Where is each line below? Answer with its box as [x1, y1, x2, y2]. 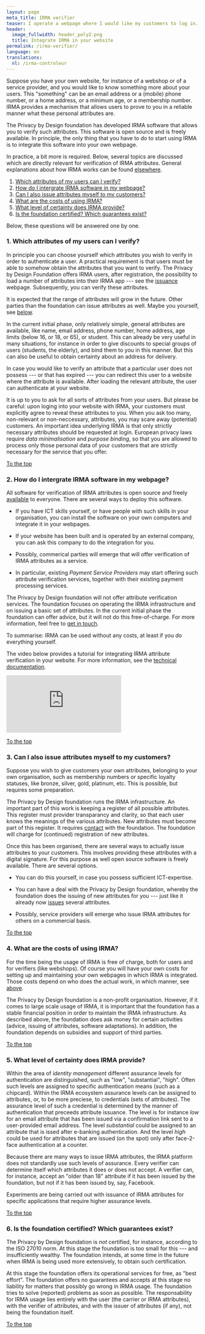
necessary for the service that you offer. [6, 448, 108, 455]
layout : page [6, 9, 40, 15]
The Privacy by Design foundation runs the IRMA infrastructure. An [6, 798, 175, 805]
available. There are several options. [6, 862, 98, 870]
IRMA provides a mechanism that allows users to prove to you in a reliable [6, 103, 193, 110]
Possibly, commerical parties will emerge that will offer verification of [15, 551, 190, 558]
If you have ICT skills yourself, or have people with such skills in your [15, 507, 189, 515]
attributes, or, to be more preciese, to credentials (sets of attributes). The [6, 1095, 191, 1103]
